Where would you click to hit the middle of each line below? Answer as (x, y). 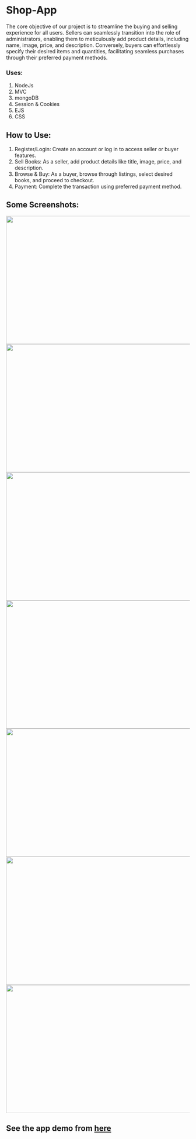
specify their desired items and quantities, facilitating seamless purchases (95, 51)
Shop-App (32, 10)
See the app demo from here (59, 1128)
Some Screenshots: (43, 205)
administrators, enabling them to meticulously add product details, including (97, 39)
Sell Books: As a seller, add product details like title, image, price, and (98, 162)
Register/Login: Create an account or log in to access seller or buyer (97, 149)
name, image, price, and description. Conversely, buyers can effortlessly (93, 45)
